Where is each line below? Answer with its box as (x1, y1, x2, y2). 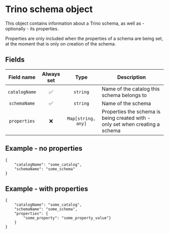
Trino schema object (5, 4, 93, 15)
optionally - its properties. (5, 25, 59, 31)
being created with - (102, 114, 151, 121)
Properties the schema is (102, 108, 161, 115)
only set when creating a (102, 120, 160, 127)
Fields (5, 56, 25, 64)
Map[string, (67, 115, 96, 121)
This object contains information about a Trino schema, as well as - (5, 20, 145, 26)
